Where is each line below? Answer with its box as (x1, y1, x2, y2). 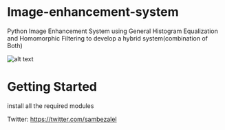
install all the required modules (7, 101, 94, 110)
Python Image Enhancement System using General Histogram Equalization (7, 27, 218, 35)
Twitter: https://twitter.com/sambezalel (7, 115, 117, 123)
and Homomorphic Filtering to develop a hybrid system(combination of (7, 34, 208, 42)
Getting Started (7, 79, 98, 95)
